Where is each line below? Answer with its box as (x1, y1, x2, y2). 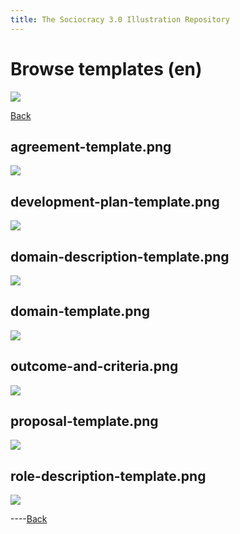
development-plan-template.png (10, 193, 220, 210)
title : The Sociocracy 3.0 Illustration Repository (10, 14, 230, 25)
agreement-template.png (10, 138, 172, 155)
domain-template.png (10, 303, 150, 320)
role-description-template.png (10, 467, 207, 485)
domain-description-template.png (10, 248, 230, 265)
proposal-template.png (10, 413, 159, 430)
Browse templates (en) (10, 57, 203, 80)
